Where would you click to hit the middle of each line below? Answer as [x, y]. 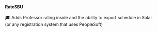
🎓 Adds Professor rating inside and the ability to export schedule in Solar [79, 18]
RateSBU [14, 7]
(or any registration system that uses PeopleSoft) [54, 24]
